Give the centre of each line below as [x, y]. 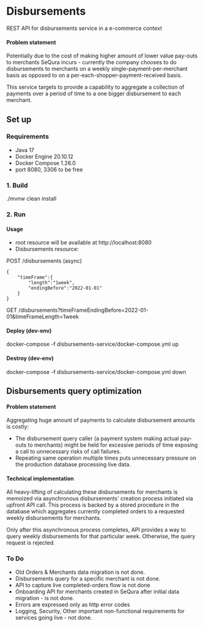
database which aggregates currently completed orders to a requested [96, 512]
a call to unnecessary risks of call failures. [68, 452]
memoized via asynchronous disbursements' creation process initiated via [100, 499]
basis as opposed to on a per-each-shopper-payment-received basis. [94, 75]
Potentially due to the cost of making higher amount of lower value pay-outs [102, 56]
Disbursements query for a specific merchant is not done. [88, 578]
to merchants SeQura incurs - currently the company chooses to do [92, 62]
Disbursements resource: [47, 249]
